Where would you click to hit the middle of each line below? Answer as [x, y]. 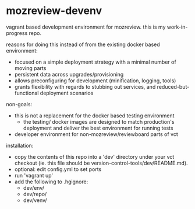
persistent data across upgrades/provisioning [69, 74]
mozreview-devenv [54, 11]
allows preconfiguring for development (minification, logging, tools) [95, 81]
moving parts [30, 68]
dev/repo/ [35, 194]
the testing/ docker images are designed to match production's [99, 121]
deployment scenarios [67, 93]
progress [17, 33]
